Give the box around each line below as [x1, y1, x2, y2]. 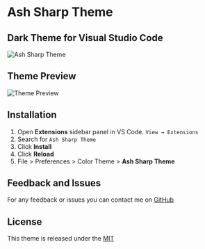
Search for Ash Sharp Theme [17, 135, 96, 143]
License [7, 216, 42, 227]
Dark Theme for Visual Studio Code [7, 32, 163, 44]
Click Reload [17, 150, 54, 158]
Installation [7, 109, 57, 121]
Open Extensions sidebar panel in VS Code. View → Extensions [17, 127, 199, 136]
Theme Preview [7, 70, 76, 82]
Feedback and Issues [7, 177, 101, 189]
